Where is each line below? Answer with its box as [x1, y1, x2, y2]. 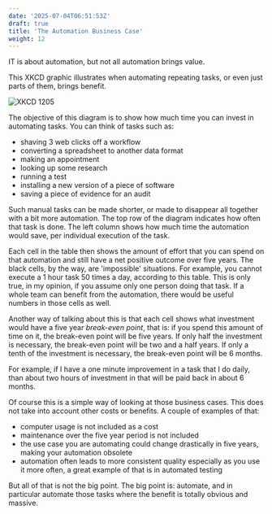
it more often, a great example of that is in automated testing [19, 465, 223, 475]
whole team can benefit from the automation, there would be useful [8, 290, 234, 299]
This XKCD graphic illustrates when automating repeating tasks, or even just [8, 72, 263, 82]
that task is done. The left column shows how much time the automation [8, 222, 249, 232]
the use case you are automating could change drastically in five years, [19, 439, 259, 449]
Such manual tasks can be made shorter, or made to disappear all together [8, 205, 258, 215]
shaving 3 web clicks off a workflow [19, 137, 141, 147]
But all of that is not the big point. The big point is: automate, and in [8, 481, 233, 490]
